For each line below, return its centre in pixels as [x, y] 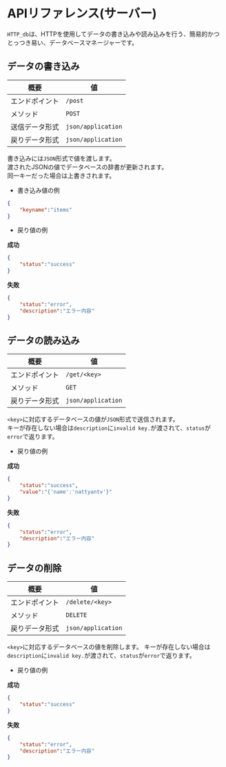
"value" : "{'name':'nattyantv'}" [66, 492]
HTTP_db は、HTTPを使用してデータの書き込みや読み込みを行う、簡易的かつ [114, 34]
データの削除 [34, 568]
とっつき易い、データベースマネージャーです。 [73, 42]
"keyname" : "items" [46, 210]
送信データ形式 [35, 126]
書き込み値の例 [38, 190]
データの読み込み [43, 340]
